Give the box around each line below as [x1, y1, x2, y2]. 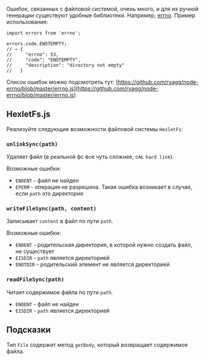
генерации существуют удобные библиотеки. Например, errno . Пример [6, 12, 196, 19]
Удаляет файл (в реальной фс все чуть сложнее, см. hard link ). [6, 153, 174, 161]
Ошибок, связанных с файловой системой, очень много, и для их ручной [6, 6, 199, 12]
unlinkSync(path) [6, 140, 58, 148]
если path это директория [15, 190, 83, 197]
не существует [15, 248, 55, 255]
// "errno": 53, [6, 51, 60, 58]
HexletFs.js [6, 109, 51, 120]
